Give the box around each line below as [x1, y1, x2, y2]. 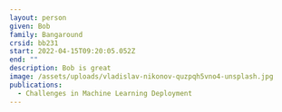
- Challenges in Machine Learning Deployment [17, 89, 193, 98]
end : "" [9, 55, 39, 64]
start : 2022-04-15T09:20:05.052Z [9, 47, 136, 56]
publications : [9, 80, 63, 89]
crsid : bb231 [9, 38, 59, 48]
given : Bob [9, 22, 51, 31]
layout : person [9, 13, 67, 23]
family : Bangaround [9, 30, 83, 39]
